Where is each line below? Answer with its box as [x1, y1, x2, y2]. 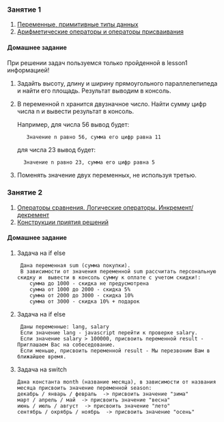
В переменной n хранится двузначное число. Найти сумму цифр [16, 99, 207, 108]
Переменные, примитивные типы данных [16, 21, 139, 29]
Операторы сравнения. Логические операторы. [16, 203, 157, 212]
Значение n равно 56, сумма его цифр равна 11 [26, 134, 162, 140]
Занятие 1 [7, 5, 41, 14]
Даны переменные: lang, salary [20, 323, 109, 330]
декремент [16, 210, 50, 219]
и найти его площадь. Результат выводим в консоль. [16, 86, 171, 95]
